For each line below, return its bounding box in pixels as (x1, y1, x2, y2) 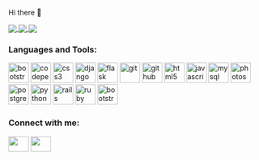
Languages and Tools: (8, 44, 97, 56)
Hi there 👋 (8, 8, 42, 17)
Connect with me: (8, 117, 80, 128)
